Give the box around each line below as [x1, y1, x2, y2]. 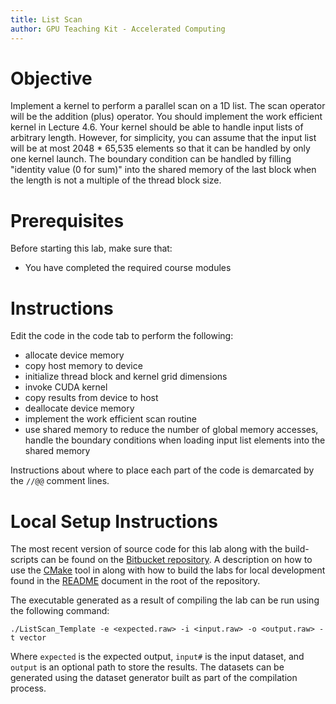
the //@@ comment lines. [10, 475, 110, 487]
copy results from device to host [24, 392, 159, 404]
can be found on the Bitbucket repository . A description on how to [40, 554, 313, 566]
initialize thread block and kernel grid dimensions [24, 371, 228, 383]
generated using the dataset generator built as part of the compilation [10, 672, 298, 684]
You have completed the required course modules [24, 262, 232, 274]
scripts [10, 554, 39, 566]
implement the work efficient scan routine [24, 413, 197, 425]
